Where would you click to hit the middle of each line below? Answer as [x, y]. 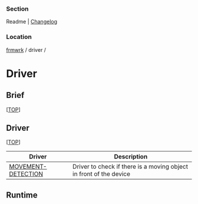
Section [17, 9]
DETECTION [26, 174]
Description [131, 157]
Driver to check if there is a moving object [131, 167]
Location [19, 37]
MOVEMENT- [28, 167]
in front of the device [102, 174]
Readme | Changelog [32, 22]
